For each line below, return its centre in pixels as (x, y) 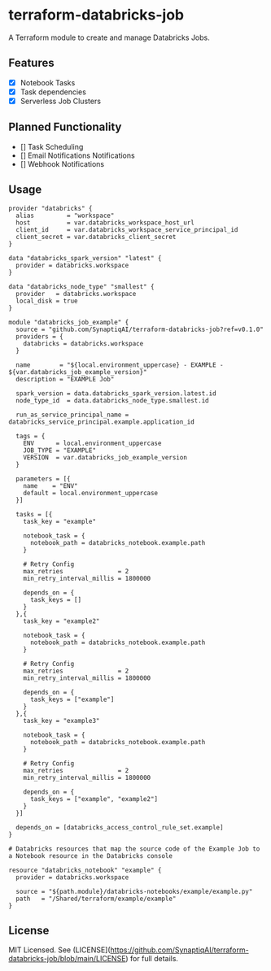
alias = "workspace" (65, 216)
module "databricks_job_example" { (69, 322)
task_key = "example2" (61, 621)
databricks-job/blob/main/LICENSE (67, 959)
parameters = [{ (43, 479)
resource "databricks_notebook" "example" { (85, 870)
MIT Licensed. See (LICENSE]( (60, 950)
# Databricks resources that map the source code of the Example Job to (134, 849)
